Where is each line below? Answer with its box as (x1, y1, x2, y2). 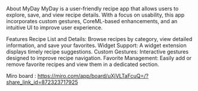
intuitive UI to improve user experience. (6, 24, 103, 31)
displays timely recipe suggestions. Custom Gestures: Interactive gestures (6, 48, 189, 55)
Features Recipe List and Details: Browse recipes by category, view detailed (6, 36, 193, 42)
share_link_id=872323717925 (6, 79, 79, 86)
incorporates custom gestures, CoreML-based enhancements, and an (6, 18, 178, 24)
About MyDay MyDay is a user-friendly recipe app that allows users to (6, 5, 179, 12)
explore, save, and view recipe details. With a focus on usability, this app (6, 11, 185, 18)
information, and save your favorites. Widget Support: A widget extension (6, 42, 187, 49)
